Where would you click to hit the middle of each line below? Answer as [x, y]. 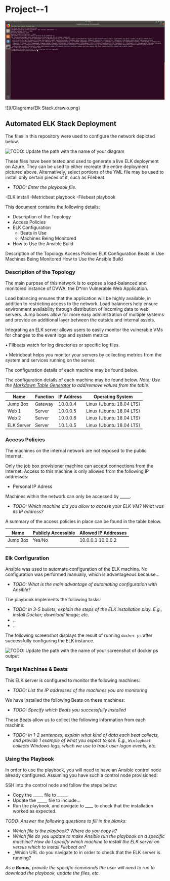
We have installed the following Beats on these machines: [65, 700]
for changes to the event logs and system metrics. [58, 335]
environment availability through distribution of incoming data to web [77, 309]
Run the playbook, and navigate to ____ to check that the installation [83, 806]
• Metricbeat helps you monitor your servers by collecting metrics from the [83, 355]
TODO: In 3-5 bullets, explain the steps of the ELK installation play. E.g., [87, 609]
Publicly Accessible [54, 533]
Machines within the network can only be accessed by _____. [68, 497]
